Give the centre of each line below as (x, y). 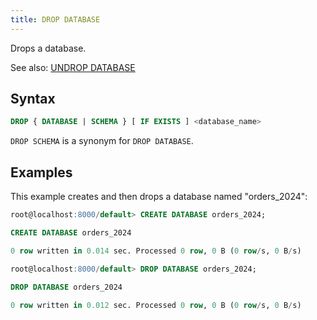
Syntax (33, 99)
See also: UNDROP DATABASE (73, 67)
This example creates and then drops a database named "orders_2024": (159, 197)
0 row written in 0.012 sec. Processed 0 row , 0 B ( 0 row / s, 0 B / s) (156, 305)
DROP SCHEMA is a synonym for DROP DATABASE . (102, 141)
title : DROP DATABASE (55, 19)
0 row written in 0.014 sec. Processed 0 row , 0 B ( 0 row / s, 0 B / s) (156, 251)
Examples (41, 172)
